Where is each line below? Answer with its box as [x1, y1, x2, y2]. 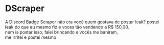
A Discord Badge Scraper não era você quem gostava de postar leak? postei [5, 19, 160, 25]
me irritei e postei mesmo [5, 34, 56, 40]
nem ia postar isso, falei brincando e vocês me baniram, [5, 29, 118, 35]
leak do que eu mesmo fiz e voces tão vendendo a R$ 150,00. [5, 24, 130, 30]
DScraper [5, 3, 45, 14]
